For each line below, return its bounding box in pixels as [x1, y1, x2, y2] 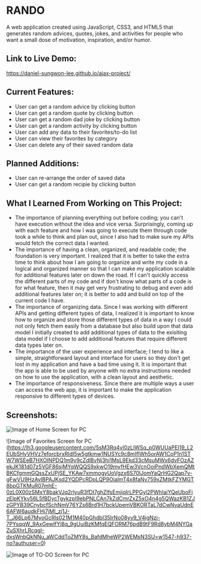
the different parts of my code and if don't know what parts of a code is [14, 278, 192, 285]
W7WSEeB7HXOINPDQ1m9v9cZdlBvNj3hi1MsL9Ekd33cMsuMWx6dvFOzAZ [6, 457, 194, 464]
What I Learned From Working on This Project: [6, 198, 182, 208]
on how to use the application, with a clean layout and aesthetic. [14, 373, 174, 381]
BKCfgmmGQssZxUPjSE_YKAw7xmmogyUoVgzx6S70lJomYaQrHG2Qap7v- [6, 469, 193, 476]
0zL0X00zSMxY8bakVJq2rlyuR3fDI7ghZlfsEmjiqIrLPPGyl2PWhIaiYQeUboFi [6, 488, 193, 496]
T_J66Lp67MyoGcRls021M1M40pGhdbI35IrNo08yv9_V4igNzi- [6, 514, 161, 521]
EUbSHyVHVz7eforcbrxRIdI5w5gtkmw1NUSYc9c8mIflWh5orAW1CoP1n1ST [6, 451, 191, 457]
